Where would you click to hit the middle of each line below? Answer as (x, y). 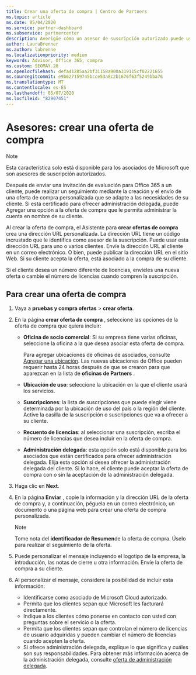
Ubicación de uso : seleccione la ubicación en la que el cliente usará (105, 385)
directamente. (40, 610)
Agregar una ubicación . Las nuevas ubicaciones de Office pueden (103, 361)
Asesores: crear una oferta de (80, 127)
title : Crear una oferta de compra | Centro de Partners (77, 11)
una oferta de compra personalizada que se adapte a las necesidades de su (97, 197)
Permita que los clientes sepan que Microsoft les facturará (93, 604)
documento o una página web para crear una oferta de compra (90, 510)
